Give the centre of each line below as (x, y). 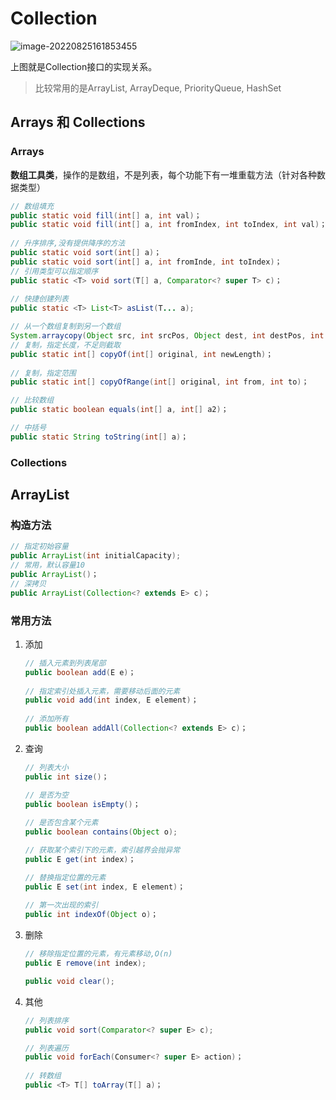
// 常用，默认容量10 (48, 565)
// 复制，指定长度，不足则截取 (66, 345)
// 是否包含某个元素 (61, 823)
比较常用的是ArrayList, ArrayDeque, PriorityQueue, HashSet (158, 88)
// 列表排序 (46, 1020)
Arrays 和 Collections (78, 122)
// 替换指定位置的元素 (65, 877)
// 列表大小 (46, 767)
